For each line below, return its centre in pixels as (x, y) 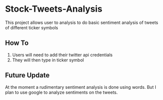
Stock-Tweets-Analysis (54, 9)
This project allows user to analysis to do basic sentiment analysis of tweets (81, 22)
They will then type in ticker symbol (48, 60)
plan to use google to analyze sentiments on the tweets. (61, 92)
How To (17, 43)
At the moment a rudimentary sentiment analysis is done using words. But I (81, 87)
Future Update (27, 75)
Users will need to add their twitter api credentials (62, 55)
